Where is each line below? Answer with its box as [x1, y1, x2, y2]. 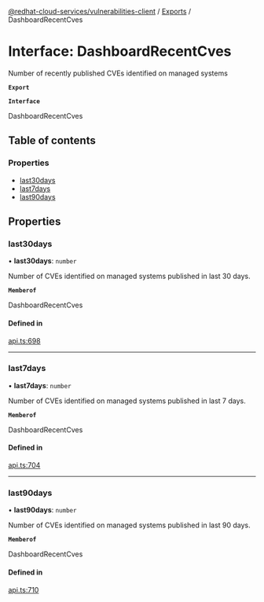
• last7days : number [8, 380, 72, 390]
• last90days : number [8, 505, 77, 515]
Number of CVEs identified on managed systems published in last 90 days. [8, 520, 251, 530]
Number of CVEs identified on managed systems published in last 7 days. [8, 396, 246, 406]
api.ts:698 [8, 336, 41, 345]
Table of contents [8, 134, 96, 148]
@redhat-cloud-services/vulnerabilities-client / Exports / [8, 7, 192, 16]
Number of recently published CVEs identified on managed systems [8, 68, 228, 78]
